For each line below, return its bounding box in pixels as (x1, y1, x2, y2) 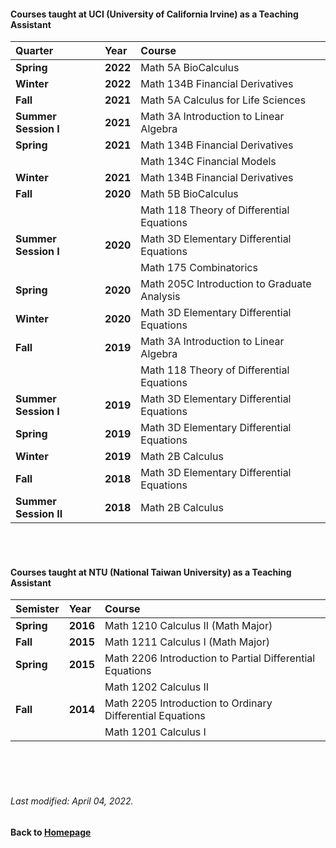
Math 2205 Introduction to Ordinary (104, 696, 273, 710)
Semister (15, 602, 60, 616)
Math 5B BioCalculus (140, 187, 239, 201)
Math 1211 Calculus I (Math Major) (104, 635, 270, 649)
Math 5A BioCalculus (140, 61, 240, 75)
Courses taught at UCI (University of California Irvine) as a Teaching (10, 8, 299, 20)
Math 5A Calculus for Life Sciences (140, 93, 307, 107)
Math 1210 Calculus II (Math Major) (104, 619, 273, 633)
